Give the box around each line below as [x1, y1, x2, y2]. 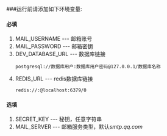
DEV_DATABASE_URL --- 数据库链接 [15, 51, 105, 58]
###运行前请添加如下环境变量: [6, 5, 82, 12]
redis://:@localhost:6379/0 [15, 87, 87, 93]
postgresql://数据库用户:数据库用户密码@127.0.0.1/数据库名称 [15, 63, 161, 70]
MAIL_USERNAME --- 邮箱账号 [15, 35, 93, 43]
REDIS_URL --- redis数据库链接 [15, 75, 93, 82]
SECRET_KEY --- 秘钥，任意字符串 [15, 115, 102, 123]
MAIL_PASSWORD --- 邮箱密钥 [15, 43, 93, 50]
